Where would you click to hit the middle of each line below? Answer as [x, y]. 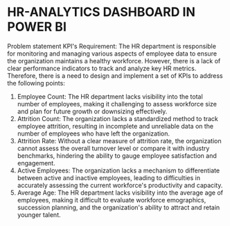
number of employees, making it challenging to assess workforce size [117, 104]
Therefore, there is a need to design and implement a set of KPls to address [115, 75]
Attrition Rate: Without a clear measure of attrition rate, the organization [119, 140]
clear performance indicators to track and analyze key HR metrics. [102, 68]
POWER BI [37, 27]
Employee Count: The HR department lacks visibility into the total [110, 96]
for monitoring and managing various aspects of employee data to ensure [112, 54]
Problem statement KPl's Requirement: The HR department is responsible [112, 46]
